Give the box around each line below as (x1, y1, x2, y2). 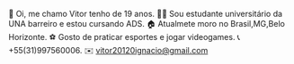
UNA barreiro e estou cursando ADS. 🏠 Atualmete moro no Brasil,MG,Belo (8, 19, 285, 28)
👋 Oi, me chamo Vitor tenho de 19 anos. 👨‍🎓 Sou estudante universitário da (8, 9, 283, 19)
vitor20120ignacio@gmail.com (95, 45, 209, 55)
